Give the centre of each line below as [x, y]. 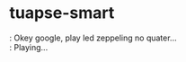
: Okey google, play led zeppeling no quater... [93, 38]
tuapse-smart [62, 13]
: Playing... [29, 47]
